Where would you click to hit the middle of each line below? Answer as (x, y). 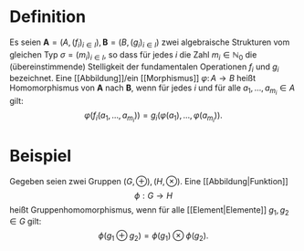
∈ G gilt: (26, 222)
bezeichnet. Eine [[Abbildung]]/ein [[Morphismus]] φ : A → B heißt (133, 78)
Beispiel (40, 156)
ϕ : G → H (153, 195)
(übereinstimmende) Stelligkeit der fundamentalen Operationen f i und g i (144, 68)
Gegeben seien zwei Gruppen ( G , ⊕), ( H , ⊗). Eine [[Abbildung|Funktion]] (149, 181)
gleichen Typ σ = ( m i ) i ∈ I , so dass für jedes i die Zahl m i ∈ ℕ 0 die (133, 55)
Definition (48, 17)
